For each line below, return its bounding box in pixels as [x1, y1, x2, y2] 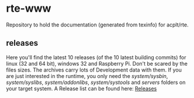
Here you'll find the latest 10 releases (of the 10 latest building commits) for [6, 53, 186, 60]
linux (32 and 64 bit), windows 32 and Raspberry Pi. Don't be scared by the [6, 60, 188, 67]
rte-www [6, 2, 51, 15]
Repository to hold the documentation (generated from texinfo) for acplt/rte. [6, 21, 189, 28]
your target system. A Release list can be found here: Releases [6, 85, 157, 92]
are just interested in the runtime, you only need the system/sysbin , [6, 72, 168, 79]
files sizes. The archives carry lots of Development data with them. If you [6, 66, 182, 73]
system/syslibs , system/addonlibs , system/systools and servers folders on [6, 79, 186, 86]
